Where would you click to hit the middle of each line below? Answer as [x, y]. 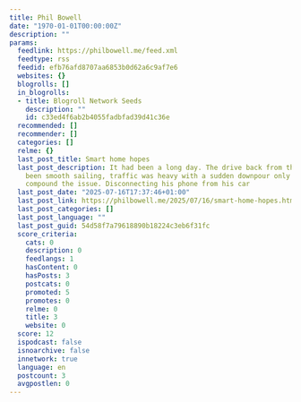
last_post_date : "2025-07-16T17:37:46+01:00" [104, 192]
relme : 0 [42, 309]
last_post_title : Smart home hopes [84, 159]
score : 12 [35, 334]
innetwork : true [47, 359]
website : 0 [46, 326]
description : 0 [54, 251]
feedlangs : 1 [50, 259]
